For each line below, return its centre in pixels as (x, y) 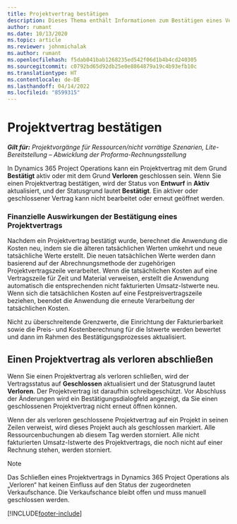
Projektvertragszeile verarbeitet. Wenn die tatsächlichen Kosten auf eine (113, 271)
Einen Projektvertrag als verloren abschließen (110, 359)
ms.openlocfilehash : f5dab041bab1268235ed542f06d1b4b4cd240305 (102, 60)
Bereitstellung (28, 155)
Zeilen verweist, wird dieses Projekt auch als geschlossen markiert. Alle (111, 427)
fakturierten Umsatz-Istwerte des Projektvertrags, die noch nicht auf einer (115, 443)
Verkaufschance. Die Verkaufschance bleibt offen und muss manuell (107, 492)
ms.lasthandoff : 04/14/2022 (49, 86)
